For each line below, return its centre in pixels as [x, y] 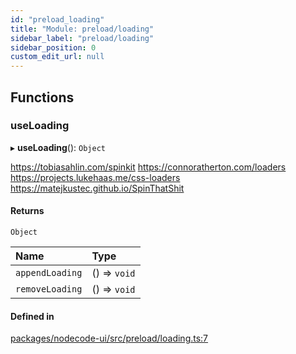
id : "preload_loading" [57, 19]
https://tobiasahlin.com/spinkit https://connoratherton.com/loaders [148, 167]
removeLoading [49, 289]
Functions [42, 97]
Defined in [32, 316]
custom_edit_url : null [57, 57]
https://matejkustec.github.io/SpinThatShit [97, 188]
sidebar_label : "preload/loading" [82, 38]
